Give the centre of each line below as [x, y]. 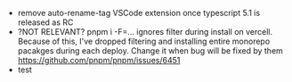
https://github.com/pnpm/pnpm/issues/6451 [99, 60]
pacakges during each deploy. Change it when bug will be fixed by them [150, 51]
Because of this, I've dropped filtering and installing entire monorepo [144, 41]
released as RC [45, 22]
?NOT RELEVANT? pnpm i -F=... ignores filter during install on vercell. [145, 32]
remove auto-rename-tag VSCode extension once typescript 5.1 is [139, 13]
